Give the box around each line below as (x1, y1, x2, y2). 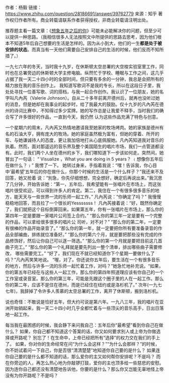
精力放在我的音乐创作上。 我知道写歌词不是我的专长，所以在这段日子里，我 (5, 83, 161, 88)
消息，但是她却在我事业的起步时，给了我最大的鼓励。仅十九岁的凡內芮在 (9, 101, 159, 107)
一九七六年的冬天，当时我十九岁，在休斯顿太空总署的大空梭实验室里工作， (5, 63, 159, 69)
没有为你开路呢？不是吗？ (5, 372, 58, 378)
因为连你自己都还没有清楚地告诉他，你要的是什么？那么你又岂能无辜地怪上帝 (5, 366, 164, 372)
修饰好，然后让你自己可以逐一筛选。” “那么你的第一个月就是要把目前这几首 (9, 238, 162, 244)
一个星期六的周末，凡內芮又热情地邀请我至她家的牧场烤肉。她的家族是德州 (5, 125, 159, 130)
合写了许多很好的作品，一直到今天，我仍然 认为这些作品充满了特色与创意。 (5, 114, 161, 120)
